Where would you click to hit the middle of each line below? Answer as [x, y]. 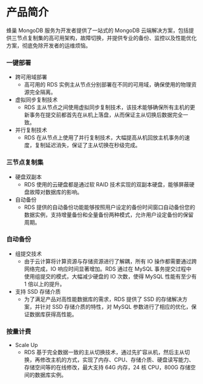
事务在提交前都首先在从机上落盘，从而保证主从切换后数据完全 [106, 115]
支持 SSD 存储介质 [38, 291]
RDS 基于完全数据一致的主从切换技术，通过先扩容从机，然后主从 [104, 353]
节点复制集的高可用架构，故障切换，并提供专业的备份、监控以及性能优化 [107, 38]
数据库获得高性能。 [53, 314]
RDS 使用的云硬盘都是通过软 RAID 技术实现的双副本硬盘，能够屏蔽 [107, 184]
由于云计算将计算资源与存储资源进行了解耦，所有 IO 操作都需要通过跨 [110, 261]
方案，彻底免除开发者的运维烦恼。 [49, 45]
